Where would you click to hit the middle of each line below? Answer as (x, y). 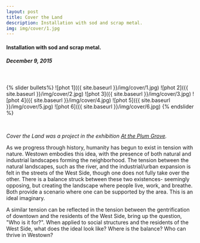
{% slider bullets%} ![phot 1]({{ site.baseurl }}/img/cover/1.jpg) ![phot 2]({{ (97, 88)
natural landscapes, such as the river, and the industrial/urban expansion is (99, 166)
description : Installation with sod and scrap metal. (75, 23)
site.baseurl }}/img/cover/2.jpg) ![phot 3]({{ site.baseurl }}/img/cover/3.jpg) (99, 94)
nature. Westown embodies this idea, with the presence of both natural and (99, 154)
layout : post (22, 12)
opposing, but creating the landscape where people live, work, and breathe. (99, 185)
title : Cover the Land (34, 17)
